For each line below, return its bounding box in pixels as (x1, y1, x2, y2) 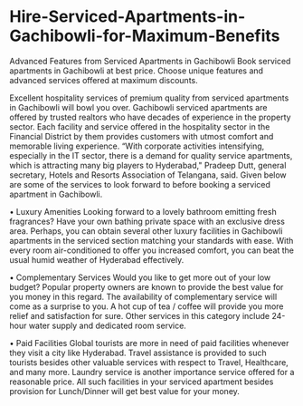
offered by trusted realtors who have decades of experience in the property (9, 111, 291, 122)
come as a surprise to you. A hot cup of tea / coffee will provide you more (9, 301, 284, 312)
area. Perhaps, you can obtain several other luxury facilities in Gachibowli (9, 225, 283, 237)
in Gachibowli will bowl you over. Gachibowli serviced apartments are (9, 101, 268, 112)
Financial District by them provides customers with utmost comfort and (9, 130, 274, 141)
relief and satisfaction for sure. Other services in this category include (9, 310, 270, 321)
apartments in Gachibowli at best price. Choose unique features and (9, 65, 264, 76)
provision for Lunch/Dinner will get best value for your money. (9, 385, 240, 396)
